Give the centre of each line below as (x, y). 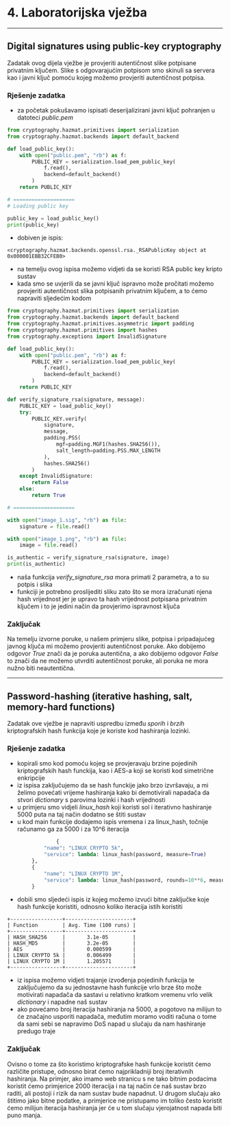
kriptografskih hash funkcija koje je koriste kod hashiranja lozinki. (99, 731)
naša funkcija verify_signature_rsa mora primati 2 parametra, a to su (113, 577)
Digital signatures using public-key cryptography (114, 46)
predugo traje (36, 1031)
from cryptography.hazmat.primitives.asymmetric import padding (101, 324)
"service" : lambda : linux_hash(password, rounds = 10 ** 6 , (125, 880)
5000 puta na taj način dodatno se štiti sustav (81, 814)
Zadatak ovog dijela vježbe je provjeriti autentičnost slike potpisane (102, 62)
